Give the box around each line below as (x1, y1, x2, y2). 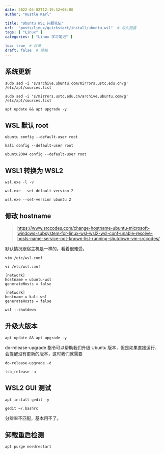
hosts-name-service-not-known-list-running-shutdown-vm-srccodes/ (17, 236, 160, 242)
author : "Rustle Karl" (5, 12, 52, 17)
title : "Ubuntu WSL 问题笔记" (5, 21, 64, 26)
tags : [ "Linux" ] (5, 30, 43, 35)
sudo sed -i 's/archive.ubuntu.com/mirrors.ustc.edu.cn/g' (5, 81, 129, 86)
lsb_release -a (5, 369, 36, 374)
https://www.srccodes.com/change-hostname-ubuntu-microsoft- (17, 225, 150, 231)
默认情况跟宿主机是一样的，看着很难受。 (5, 246, 87, 251)
